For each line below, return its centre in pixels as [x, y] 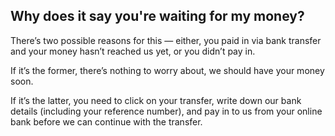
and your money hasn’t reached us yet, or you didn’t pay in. [133, 51]
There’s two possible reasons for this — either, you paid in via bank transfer [166, 40]
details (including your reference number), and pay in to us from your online [166, 111]
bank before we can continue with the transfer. [106, 121]
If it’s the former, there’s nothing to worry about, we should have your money [167, 70]
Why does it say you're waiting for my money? [157, 16]
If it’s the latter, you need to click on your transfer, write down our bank [156, 100]
